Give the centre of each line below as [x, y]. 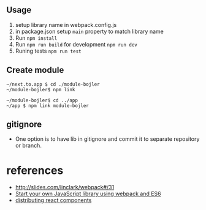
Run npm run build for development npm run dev [76, 44]
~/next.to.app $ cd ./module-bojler [53, 84]
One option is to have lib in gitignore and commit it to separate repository [107, 139]
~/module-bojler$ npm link [41, 89]
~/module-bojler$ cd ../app [42, 100]
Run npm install [36, 38]
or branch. [28, 146]
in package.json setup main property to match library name [89, 31]
